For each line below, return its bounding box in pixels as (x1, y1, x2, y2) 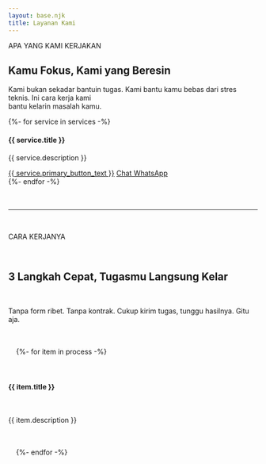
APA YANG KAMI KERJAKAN (8, 40, 101, 50)
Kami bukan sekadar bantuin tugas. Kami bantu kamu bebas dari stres (8, 85, 237, 94)
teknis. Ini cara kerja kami (8, 93, 92, 103)
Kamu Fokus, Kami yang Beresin (8, 63, 172, 77)
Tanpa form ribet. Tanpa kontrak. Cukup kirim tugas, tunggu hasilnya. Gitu (8, 306, 249, 316)
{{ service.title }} (8, 135, 66, 144)
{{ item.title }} (8, 382, 55, 391)
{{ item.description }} (8, 415, 78, 424)
